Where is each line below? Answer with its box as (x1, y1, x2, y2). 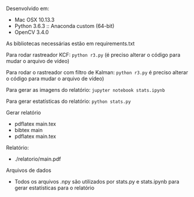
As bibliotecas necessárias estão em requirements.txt (6, 40, 135, 47)
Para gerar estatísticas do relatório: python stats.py (6, 98, 131, 105)
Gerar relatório (6, 109, 41, 116)
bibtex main (14, 127, 43, 133)
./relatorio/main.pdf (14, 155, 61, 163)
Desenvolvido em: (6, 5, 50, 12)
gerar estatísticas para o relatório (14, 184, 95, 191)
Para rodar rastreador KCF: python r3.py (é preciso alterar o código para (6, 51, 181, 58)
